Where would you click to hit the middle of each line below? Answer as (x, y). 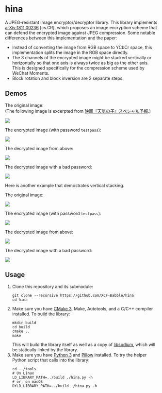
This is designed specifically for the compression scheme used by (78, 68)
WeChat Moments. (31, 73)
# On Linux (23, 373)
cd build (21, 327)
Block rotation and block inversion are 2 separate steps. (68, 78)
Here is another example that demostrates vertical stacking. (65, 185)
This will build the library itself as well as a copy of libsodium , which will (84, 344)
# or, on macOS (27, 382)
